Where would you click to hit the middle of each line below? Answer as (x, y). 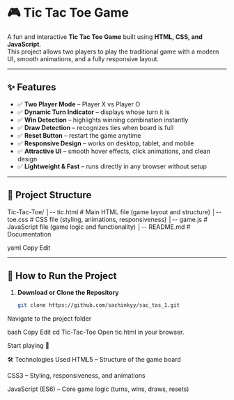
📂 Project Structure (49, 195)
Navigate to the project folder (49, 319)
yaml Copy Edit (29, 248)
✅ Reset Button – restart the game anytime (79, 135)
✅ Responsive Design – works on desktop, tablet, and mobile (106, 143)
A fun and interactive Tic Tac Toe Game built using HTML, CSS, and (105, 37)
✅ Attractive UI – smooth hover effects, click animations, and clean (114, 151)
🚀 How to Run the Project (62, 276)
